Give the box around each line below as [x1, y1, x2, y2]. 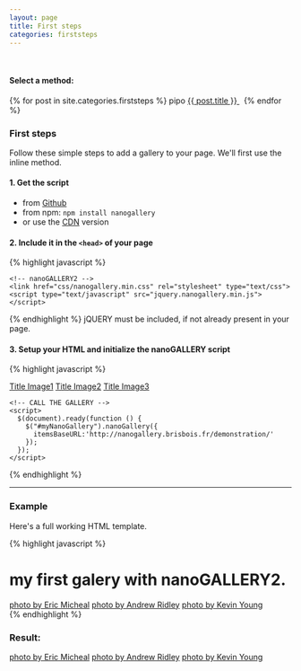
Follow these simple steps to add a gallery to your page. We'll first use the [9, 147, 282, 158]
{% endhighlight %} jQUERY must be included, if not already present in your [9, 313, 289, 324]
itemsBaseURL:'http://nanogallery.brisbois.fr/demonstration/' [32, 430, 275, 439]
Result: [9, 631, 41, 643]
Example [9, 500, 48, 513]
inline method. [9, 156, 63, 167]
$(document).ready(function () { [17, 414, 142, 423]
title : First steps [9, 22, 82, 31]
